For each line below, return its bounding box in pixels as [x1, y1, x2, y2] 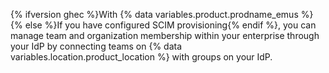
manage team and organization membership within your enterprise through [10, 30, 320, 41]
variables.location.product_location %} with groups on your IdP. [10, 51, 273, 63]
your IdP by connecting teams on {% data [10, 40, 183, 52]
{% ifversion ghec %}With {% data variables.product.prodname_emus [10, 9, 299, 20]
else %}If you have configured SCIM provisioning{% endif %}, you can [24, 19, 317, 31]
